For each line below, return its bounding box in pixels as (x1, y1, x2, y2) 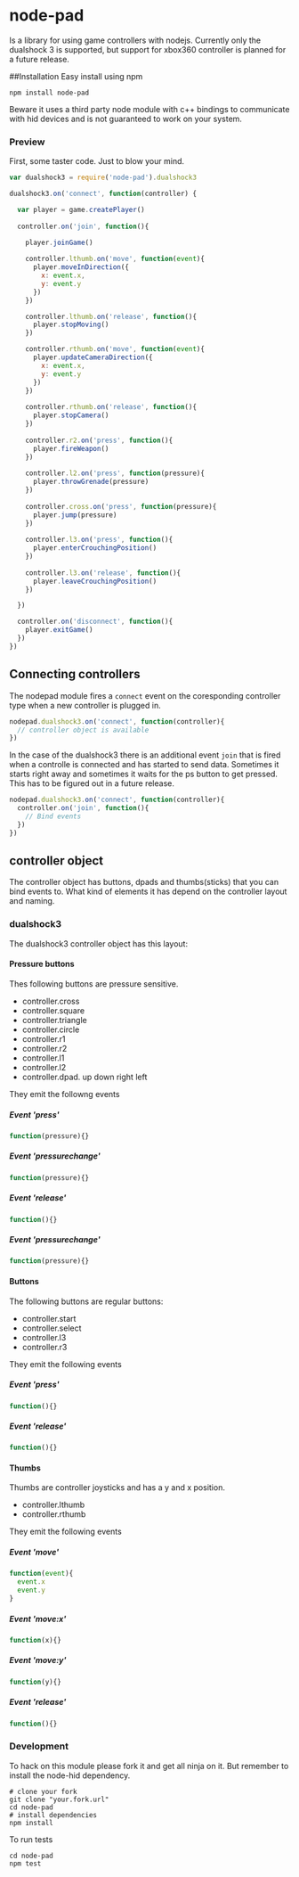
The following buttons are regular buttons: (9, 1296, 164, 1307)
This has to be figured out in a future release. (9, 778, 175, 789)
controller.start (21, 1313, 77, 1324)
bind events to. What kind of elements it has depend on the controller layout (9, 886, 287, 897)
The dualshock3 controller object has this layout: (9, 938, 189, 949)
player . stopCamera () (32, 411, 109, 420)
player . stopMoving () (32, 320, 109, 330)
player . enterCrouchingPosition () (32, 544, 158, 553)
